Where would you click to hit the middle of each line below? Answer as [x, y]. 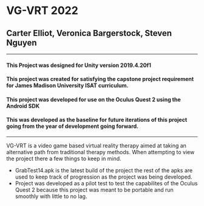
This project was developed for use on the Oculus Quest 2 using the [93, 99]
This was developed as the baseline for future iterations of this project [97, 120]
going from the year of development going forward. [73, 126]
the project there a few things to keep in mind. [64, 158]
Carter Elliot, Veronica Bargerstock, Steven [89, 33]
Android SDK [23, 106]
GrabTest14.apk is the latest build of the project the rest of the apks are [104, 170]
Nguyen [22, 42]
